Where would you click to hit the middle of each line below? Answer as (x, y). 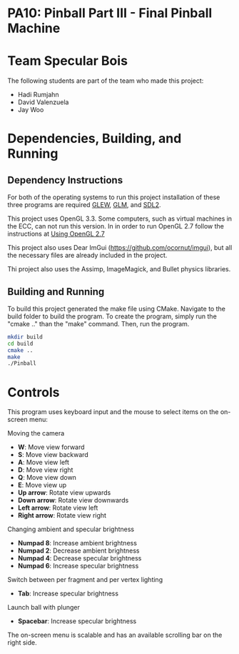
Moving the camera (36, 433)
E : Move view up (42, 485)
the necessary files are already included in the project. (87, 256)
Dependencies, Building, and (95, 139)
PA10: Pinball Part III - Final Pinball (110, 13)
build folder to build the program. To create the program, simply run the (112, 316)
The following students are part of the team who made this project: (106, 81)
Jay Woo (31, 110)
